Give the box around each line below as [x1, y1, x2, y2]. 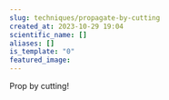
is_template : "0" [9, 47, 75, 56]
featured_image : [9, 55, 71, 65]
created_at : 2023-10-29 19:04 [9, 22, 124, 31]
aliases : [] [9, 38, 55, 48]
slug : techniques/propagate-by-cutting [9, 13, 161, 23]
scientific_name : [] [9, 30, 88, 39]
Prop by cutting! [9, 81, 70, 91]
